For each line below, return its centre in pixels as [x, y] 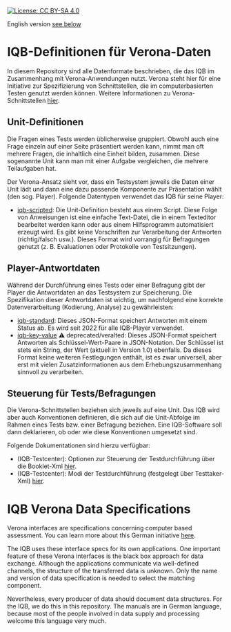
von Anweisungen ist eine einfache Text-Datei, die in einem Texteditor [117, 217]
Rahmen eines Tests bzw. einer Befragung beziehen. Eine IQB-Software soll [114, 425]
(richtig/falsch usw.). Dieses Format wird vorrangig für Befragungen [113, 239]
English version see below [44, 24]
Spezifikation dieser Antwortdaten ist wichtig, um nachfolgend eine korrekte [115, 299]
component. [24, 586]
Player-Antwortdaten [54, 269]
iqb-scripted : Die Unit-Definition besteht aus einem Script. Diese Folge [117, 210]
